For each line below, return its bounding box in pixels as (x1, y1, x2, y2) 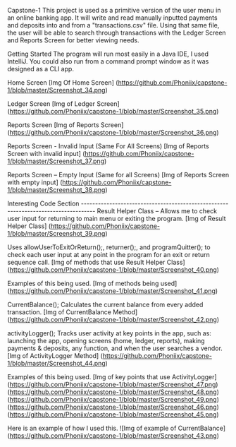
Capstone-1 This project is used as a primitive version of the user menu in (7, 6, 221, 14)
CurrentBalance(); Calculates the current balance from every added (7, 300, 204, 309)
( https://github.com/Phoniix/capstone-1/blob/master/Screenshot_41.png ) (7, 287, 218, 295)
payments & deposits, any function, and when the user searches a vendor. (7, 344, 223, 352)
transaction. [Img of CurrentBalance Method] (7, 308, 138, 316)
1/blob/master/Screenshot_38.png (7, 186, 106, 193)
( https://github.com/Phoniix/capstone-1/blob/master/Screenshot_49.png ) (7, 395, 220, 403)
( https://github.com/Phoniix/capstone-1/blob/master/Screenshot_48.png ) (7, 388, 220, 396)
